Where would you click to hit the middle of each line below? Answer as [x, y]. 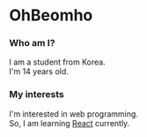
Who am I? [32, 43]
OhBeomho [51, 15]
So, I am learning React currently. [70, 123]
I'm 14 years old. [39, 72]
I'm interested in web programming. [74, 114]
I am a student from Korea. [57, 62]
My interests [37, 95]
